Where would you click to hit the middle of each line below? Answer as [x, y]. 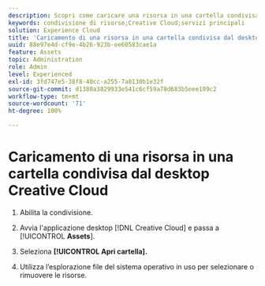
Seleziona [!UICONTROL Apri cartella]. [84, 251]
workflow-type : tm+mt [44, 96]
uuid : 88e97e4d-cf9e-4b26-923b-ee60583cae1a [82, 45]
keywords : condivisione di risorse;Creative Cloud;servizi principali [127, 23]
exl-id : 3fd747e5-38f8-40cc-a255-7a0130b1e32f [86, 81]
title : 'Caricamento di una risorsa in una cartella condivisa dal [121, 38]
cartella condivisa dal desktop [109, 174]
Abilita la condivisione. [56, 212]
